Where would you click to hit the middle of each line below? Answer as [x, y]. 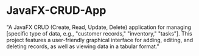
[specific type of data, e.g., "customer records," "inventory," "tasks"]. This [100, 33]
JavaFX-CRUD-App [56, 11]
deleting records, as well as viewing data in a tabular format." [83, 46]
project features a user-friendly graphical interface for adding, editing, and [100, 40]
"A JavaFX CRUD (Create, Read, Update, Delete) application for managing [99, 27]
